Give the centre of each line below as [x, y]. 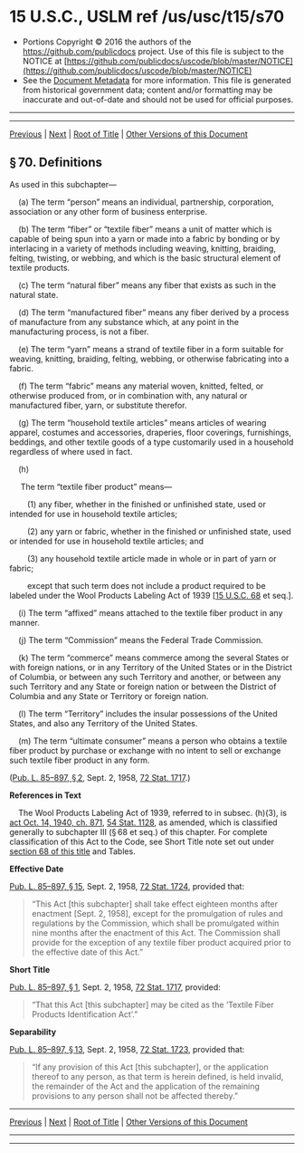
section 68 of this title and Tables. [72, 851]
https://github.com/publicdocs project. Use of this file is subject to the [153, 51]
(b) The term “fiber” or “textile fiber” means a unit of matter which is [145, 229]
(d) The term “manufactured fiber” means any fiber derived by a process [153, 312]
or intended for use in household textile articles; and [106, 541]
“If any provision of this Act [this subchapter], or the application [150, 1067]
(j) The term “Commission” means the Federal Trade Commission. [141, 639]
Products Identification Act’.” [85, 1014]
